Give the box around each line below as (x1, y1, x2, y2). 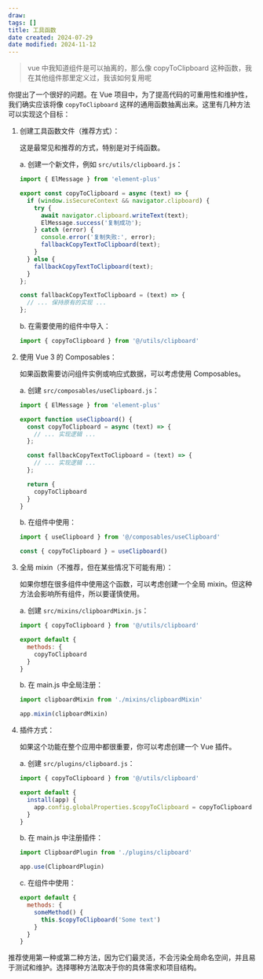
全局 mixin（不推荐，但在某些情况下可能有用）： (19, 563, 174, 572)
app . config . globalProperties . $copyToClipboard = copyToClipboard (34, 803, 253, 811)
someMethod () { (34, 908, 84, 916)
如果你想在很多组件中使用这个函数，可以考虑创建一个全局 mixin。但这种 (19, 580, 253, 589)
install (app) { (27, 796, 77, 804)
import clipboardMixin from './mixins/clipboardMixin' (19, 696, 203, 704)
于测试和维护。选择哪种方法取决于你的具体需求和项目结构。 (8, 962, 201, 972)
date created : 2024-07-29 (8, 33, 93, 42)
